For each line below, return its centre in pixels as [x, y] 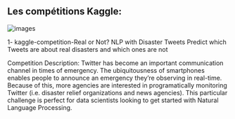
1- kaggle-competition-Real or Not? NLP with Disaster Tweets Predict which [117, 42]
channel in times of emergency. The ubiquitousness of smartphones [106, 70]
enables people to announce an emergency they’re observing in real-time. [115, 78]
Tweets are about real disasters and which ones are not [88, 49]
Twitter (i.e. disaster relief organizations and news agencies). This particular [118, 92]
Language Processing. [40, 107]
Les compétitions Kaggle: [64, 12]
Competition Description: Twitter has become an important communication [115, 63]
